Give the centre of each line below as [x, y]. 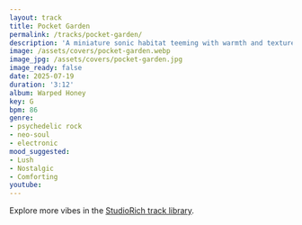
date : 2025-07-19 [42, 76]
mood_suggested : [40, 151]
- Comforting [34, 176]
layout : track [36, 18]
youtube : [26, 185]
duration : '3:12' [42, 85]
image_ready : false [46, 68]
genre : [22, 118]
